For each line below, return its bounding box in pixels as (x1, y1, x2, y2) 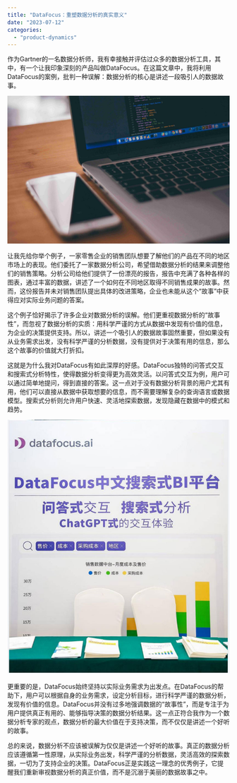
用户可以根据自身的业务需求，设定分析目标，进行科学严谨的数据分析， (25, 691, 230, 700)
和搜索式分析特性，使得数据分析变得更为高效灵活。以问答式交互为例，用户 (7, 369, 224, 378)
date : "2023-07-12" (7, 18, 65, 26)
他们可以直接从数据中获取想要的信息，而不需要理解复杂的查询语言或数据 (19, 387, 230, 395)
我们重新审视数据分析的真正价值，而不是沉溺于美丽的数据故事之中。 (13, 768, 212, 777)
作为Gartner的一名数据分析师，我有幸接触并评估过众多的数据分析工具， (7, 55, 215, 64)
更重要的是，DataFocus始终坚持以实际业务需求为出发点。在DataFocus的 (7, 682, 218, 691)
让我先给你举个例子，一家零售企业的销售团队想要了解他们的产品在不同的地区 (7, 251, 230, 260)
